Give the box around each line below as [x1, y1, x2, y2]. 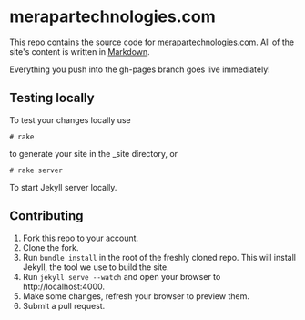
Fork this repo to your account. [22, 232, 139, 243]
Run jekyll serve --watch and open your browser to [22, 271, 221, 282]
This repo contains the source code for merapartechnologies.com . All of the [9, 36, 294, 47]
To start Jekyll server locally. [9, 181, 117, 192]
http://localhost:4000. [22, 281, 105, 292]
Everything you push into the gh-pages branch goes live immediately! [9, 64, 270, 75]
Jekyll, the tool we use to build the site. [22, 262, 170, 273]
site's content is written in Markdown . [9, 46, 150, 57]
